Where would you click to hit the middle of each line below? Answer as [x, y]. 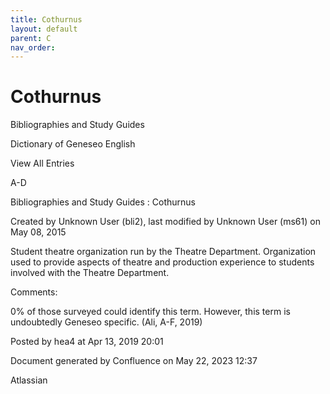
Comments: [34, 292]
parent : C [31, 38]
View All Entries [42, 163]
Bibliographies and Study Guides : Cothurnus [103, 202]
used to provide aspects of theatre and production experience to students [162, 262]
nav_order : [33, 47]
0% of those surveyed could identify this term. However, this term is [150, 312]
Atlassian [29, 380]
